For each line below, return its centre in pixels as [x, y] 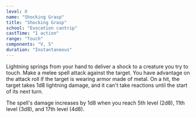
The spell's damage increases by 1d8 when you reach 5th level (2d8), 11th [96, 103]
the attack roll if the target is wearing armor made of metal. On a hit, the [93, 79]
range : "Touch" [25, 39]
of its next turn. [24, 91]
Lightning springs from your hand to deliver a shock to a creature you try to [97, 66]
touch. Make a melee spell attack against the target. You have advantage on [98, 73]
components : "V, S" [30, 45]
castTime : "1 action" [33, 33]
